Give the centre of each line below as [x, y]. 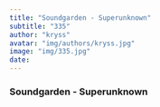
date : [19, 60]
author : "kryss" [40, 34]
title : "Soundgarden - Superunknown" [80, 18]
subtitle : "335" [40, 26]
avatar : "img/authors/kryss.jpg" [72, 43]
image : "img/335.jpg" [50, 52]
